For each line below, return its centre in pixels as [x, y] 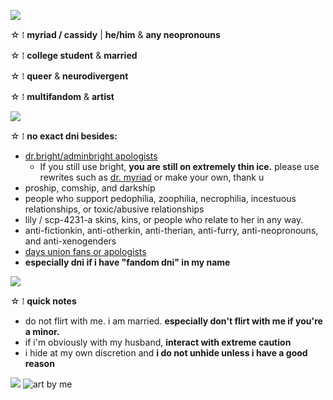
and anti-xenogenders [70, 241]
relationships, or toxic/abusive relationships [114, 209]
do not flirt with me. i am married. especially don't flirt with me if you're [173, 321]
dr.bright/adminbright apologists [91, 156]
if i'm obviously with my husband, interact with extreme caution [158, 342]
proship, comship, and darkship [90, 188]
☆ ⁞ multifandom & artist [62, 96]
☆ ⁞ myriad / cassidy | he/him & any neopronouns [115, 34]
